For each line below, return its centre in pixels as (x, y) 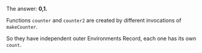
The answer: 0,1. (27, 9)
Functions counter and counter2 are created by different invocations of (94, 20)
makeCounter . (22, 27)
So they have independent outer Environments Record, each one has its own (101, 38)
